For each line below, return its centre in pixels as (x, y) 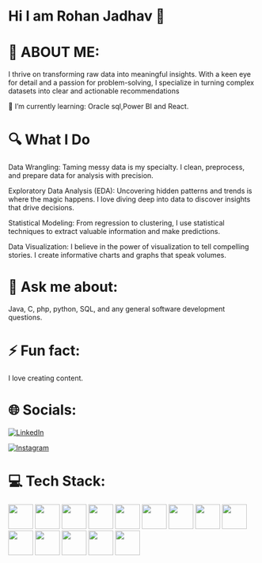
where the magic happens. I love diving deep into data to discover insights (129, 199)
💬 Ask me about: (63, 287)
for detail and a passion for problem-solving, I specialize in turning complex (131, 83)
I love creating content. (46, 378)
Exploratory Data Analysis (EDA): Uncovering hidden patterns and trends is (130, 191)
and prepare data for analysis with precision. (81, 176)
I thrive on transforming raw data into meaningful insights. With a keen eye (130, 74)
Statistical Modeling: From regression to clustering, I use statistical (116, 223)
